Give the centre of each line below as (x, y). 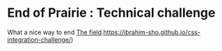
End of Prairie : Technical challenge (111, 13)
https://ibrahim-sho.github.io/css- (152, 32)
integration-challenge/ (39, 39)
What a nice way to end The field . (55, 32)
